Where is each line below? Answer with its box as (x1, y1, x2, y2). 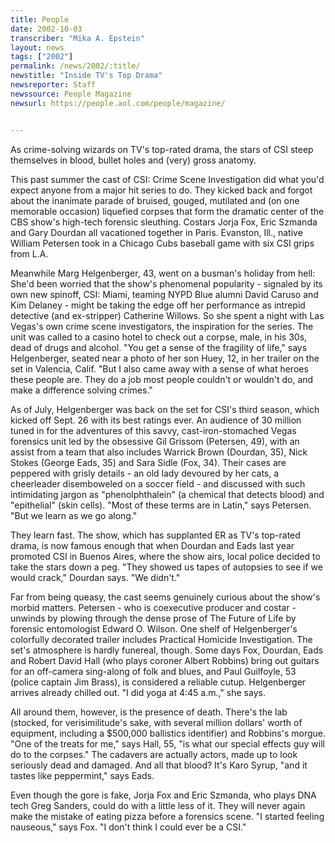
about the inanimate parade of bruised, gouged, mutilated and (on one (10, 194, 300, 206)
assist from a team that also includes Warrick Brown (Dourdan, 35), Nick (10, 446, 308, 458)
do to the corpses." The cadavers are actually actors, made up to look (10, 748, 298, 760)
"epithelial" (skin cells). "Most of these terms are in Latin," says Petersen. (10, 499, 312, 511)
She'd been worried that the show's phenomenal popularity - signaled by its (10, 277, 323, 290)
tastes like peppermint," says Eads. (10, 769, 155, 781)
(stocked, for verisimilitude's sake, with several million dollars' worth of (10, 716, 303, 728)
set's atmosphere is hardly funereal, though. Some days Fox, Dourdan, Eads (10, 644, 324, 656)
